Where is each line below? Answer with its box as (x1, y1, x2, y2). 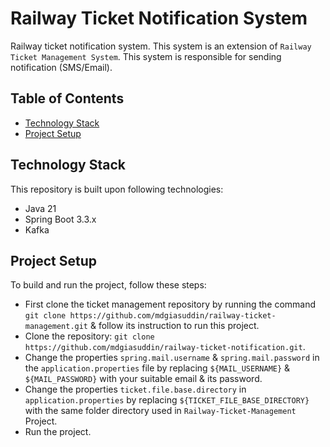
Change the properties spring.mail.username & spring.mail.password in (24, 352, 320, 364)
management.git (24, 322, 89, 332)
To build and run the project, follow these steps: (10, 279, 207, 291)
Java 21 (24, 202, 57, 214)
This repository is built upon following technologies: (10, 183, 224, 195)
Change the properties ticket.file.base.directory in (24, 383, 247, 396)
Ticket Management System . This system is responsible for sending (10, 50, 282, 62)
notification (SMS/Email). (10, 61, 113, 73)
